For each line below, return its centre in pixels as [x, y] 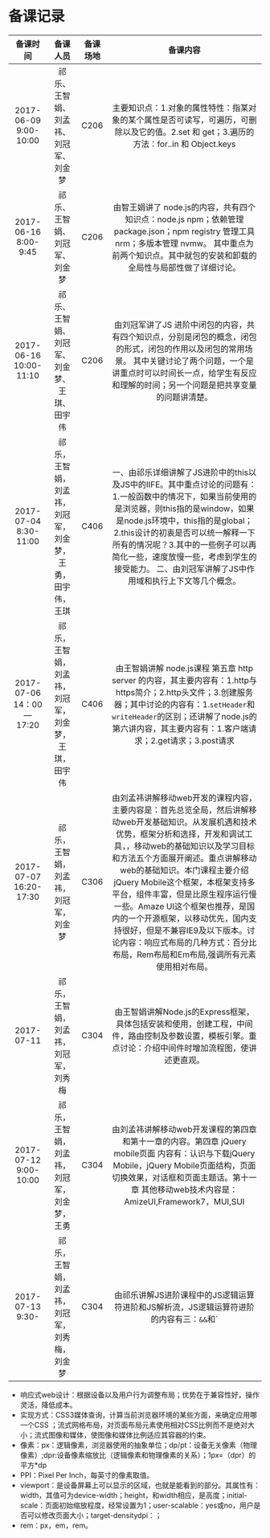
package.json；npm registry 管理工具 [184, 231]
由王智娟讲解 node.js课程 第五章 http [184, 668]
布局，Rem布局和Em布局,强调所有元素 [184, 955]
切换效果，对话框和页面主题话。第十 [180, 1177]
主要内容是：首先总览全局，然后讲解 [180, 810]
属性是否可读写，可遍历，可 [196, 120]
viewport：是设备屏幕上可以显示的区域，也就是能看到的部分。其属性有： [140, 1485]
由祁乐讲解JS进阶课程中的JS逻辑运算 [184, 1295]
